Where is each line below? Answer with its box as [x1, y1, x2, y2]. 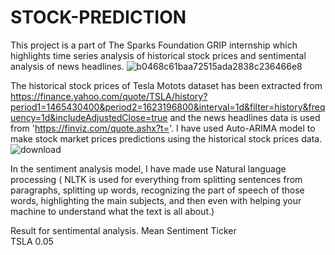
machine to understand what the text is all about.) [10, 205, 215, 217]
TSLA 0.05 [10, 235, 54, 247]
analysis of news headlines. [10, 60, 125, 72]
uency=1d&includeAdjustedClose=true [10, 111, 168, 123]
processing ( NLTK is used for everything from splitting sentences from [10, 173, 303, 185]
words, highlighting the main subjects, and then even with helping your [10, 194, 302, 206]
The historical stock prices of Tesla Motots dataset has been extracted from [10, 79, 323, 91]
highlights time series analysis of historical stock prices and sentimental [10, 49, 307, 61]
